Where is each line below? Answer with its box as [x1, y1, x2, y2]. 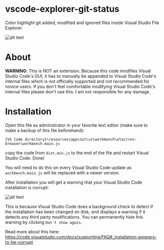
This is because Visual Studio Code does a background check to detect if [5, 203, 153, 209]
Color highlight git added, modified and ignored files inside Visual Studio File [5, 20, 160, 26]
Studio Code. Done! [5, 155, 45, 161]
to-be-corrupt [5, 239, 33, 245]
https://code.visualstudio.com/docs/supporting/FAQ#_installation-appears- [5, 234, 157, 240]
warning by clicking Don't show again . [5, 219, 82, 225]
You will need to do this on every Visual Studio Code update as [5, 165, 132, 170]
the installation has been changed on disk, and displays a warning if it [5, 209, 145, 215]
